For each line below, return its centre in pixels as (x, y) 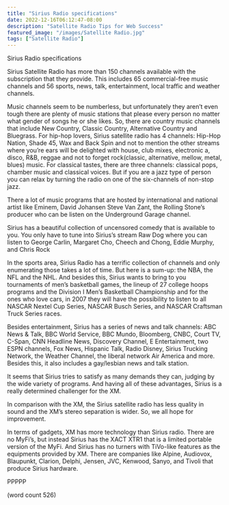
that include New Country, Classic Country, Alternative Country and (102, 129)
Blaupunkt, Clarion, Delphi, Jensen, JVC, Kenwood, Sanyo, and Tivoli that (110, 461)
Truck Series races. (35, 314)
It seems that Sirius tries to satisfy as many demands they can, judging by (111, 376)
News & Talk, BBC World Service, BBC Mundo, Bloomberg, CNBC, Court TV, (114, 334)
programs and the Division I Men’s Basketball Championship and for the (108, 292)
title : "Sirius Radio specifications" (62, 13)
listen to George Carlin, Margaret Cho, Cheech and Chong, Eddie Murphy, (111, 242)
